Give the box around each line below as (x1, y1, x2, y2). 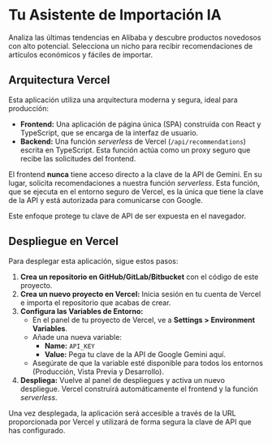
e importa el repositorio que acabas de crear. (19, 298, 171, 308)
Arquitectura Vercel (8, 73, 110, 87)
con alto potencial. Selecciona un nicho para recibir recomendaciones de (8, 41, 253, 50)
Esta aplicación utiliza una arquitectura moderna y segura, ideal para (8, 95, 238, 105)
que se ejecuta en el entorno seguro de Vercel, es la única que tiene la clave (8, 187, 264, 196)
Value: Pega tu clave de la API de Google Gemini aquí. (44, 349, 226, 359)
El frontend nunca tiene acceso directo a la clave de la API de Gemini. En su (8, 169, 262, 179)
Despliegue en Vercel (8, 234, 119, 248)
